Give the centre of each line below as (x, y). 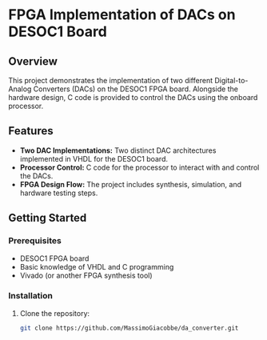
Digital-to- (231, 80)
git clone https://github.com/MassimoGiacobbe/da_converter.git (129, 328)
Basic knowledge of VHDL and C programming (97, 266)
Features (31, 131)
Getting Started (48, 218)
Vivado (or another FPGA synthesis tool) (86, 275)
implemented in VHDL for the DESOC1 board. (94, 158)
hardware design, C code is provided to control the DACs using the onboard (133, 97)
